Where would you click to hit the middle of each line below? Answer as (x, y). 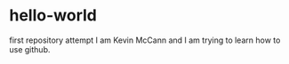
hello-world (53, 16)
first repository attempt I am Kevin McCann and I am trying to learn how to (145, 40)
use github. (30, 49)
